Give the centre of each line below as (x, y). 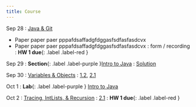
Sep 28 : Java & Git (30, 28)
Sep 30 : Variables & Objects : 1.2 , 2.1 (51, 75)
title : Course (24, 11)
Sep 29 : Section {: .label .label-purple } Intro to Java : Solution (81, 63)
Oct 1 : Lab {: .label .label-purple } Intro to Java (62, 86)
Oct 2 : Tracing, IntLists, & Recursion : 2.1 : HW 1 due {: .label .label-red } (93, 98)
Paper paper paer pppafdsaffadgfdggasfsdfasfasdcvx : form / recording (102, 46)
